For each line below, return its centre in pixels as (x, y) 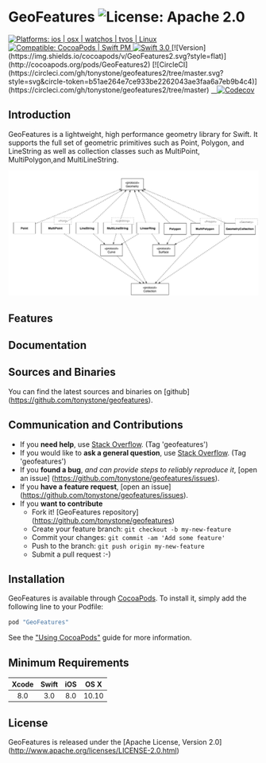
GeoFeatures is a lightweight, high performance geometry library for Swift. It (133, 134)
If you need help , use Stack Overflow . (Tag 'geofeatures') (114, 444)
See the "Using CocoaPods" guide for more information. (100, 638)
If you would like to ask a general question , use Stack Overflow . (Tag (133, 452)
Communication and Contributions (96, 425)
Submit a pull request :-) (71, 554)
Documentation (48, 345)
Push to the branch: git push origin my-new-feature (118, 546)
